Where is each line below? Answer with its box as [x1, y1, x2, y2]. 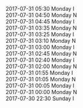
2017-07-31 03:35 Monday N [5, 24, 77, 31]
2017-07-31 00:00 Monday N [5, 89, 78, 95]
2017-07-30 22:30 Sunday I [5, 95, 75, 102]
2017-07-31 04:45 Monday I [5, 18, 75, 25]
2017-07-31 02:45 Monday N [5, 50, 78, 57]
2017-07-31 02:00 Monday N [5, 63, 78, 70]
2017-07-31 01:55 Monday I [5, 69, 73, 76]
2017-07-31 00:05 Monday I [5, 82, 75, 89]
